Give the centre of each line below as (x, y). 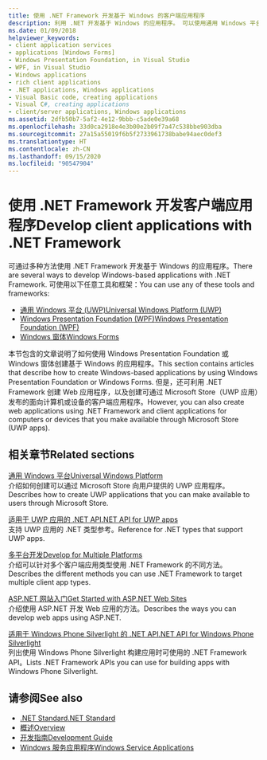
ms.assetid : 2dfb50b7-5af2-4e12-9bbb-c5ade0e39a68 (94, 119)
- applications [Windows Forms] (62, 53)
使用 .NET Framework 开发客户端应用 (130, 206)
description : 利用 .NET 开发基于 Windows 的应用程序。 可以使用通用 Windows (127, 23)
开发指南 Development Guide (66, 737)
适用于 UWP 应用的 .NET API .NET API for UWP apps (93, 519)
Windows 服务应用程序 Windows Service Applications (107, 747)
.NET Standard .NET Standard (68, 718)
